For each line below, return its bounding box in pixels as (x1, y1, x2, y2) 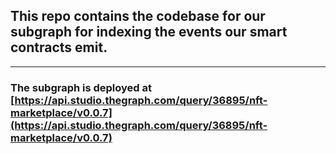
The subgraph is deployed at (10, 80, 153, 94)
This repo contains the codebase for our (10, 8, 266, 25)
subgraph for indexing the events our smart (10, 24, 288, 41)
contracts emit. (10, 39, 108, 56)
